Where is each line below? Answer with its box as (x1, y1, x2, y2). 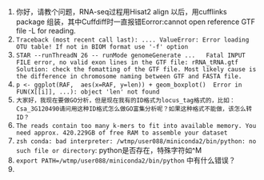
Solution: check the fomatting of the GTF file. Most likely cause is (15, 66, 257, 74)
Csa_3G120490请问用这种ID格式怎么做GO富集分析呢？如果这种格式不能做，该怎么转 (15, 105, 253, 113)
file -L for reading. (15, 26, 76, 35)
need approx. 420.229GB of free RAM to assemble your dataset (15, 129, 228, 137)
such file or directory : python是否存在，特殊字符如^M (15, 146, 202, 154)
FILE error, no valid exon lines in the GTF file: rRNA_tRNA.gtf (15, 58, 238, 66)
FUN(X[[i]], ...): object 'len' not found (15, 88, 160, 96)
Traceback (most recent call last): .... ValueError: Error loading (15, 36, 250, 44)
